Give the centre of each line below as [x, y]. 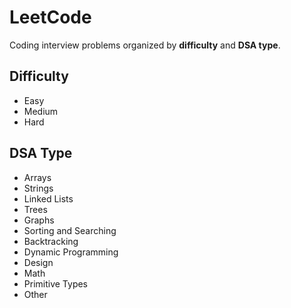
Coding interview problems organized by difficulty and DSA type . [145, 45]
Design [38, 262]
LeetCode [50, 17]
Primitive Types [56, 283]
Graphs [39, 220]
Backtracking [51, 241]
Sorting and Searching [70, 230]
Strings [38, 188]
